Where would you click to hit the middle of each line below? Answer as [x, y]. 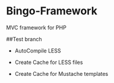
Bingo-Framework [52, 11]
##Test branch [24, 39]
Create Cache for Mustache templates [61, 73]
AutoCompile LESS [38, 50]
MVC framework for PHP [36, 27]
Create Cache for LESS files [49, 62]
